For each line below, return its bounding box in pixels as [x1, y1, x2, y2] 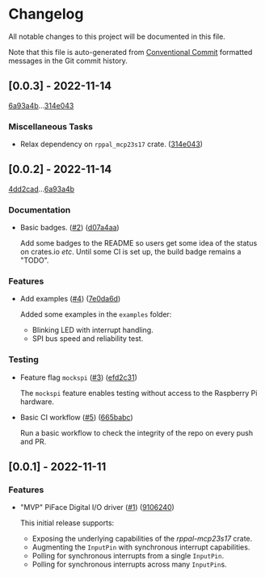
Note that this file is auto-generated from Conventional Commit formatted [8, 47, 253, 57]
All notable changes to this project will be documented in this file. [8, 32, 226, 41]
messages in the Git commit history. [8, 56, 128, 65]
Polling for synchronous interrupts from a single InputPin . [32, 551, 225, 561]
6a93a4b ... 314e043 [8, 100, 74, 110]
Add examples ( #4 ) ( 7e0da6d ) [19, 294, 121, 304]
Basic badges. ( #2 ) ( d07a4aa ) [19, 223, 120, 233]
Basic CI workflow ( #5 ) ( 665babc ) [19, 412, 133, 422]
